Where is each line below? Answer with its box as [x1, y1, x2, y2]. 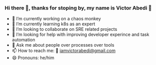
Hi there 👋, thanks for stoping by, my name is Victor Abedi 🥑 [4, 4, 152, 11]
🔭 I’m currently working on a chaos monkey [11, 16, 101, 22]
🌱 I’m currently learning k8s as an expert [11, 21, 96, 27]
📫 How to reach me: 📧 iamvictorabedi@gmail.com [11, 48, 116, 54]
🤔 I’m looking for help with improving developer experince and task [11, 32, 150, 38]
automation [11, 37, 35, 43]
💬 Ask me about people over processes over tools [11, 42, 115, 48]
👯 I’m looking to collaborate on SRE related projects [11, 26, 118, 32]
